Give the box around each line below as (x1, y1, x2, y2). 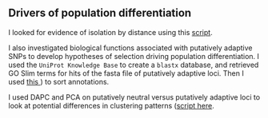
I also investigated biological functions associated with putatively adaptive (8, 43, 253, 53)
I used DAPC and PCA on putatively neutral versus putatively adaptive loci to (8, 92, 261, 102)
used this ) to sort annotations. (8, 77, 110, 86)
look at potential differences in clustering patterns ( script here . (8, 100, 214, 110)
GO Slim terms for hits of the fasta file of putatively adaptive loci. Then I (8, 68, 244, 78)
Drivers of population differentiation (8, 6, 192, 20)
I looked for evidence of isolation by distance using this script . (8, 27, 214, 37)
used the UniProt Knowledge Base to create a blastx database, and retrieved (8, 60, 259, 69)
